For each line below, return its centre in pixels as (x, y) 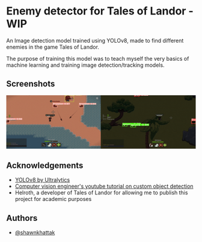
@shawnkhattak (35, 232)
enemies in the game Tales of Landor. (53, 47)
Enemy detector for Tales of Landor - (100, 11)
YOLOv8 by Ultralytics (42, 180)
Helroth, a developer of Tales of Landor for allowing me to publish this (101, 193)
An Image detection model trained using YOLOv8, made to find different (95, 40)
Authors (22, 218)
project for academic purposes (53, 199)
